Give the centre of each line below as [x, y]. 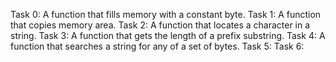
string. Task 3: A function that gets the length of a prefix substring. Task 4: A [168, 35]
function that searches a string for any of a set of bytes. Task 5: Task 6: [157, 46]
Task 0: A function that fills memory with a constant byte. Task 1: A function [166, 14]
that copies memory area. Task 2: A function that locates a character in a [160, 25]
